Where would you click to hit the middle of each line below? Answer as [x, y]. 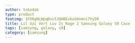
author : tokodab [22, 10]
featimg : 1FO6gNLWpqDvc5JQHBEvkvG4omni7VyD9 [52, 19]
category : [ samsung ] [27, 33]
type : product [20, 14]
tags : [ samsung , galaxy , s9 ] [35, 28]
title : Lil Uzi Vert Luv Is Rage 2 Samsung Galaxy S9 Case [68, 23]
